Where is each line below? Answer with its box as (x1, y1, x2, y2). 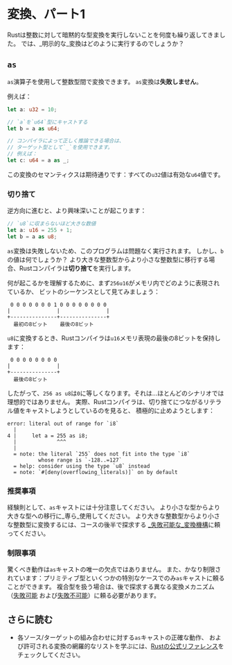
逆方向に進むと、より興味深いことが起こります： (7, 206, 147, 215)
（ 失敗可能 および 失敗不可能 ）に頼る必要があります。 (7, 591, 161, 600)
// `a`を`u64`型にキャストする (7, 119, 88, 126)
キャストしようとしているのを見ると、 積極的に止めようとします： (25, 406, 215, 414)
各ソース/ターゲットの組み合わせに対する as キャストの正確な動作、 (17, 633, 208, 642)
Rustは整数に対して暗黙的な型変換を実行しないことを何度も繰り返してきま (7, 31, 220, 39)
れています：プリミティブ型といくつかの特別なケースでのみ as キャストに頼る (7, 574, 225, 582)
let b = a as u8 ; (7, 233, 57, 240)
